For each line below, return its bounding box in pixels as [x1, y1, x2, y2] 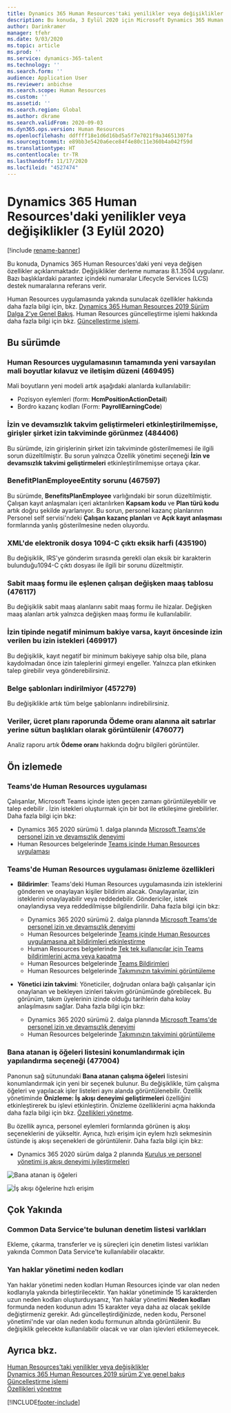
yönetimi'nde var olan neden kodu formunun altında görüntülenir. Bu [7, 1317, 201, 1325]
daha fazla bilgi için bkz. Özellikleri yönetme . [7, 1109, 134, 1117]
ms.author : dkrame [7, 113, 60, 119]
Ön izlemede [7, 761, 63, 772]
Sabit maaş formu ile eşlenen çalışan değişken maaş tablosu [7, 578, 214, 588]
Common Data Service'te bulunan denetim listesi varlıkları [7, 1225, 207, 1234]
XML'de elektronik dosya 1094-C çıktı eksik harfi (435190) [7, 538, 207, 547]
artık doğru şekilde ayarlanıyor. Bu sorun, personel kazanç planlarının [7, 506, 203, 514]
